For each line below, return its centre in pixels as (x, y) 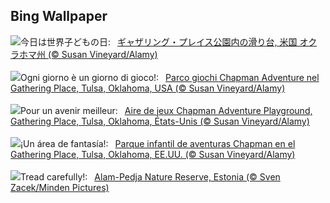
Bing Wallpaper (59, 16)
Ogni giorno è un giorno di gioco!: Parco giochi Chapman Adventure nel (170, 77)
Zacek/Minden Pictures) (60, 187)
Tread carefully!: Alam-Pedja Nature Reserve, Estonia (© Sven (150, 176)
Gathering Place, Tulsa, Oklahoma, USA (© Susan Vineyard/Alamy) (148, 88)
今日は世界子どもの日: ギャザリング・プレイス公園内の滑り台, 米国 (159, 41)
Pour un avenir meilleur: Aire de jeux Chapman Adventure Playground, (166, 110)
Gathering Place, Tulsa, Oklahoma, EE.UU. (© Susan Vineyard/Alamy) (153, 154)
